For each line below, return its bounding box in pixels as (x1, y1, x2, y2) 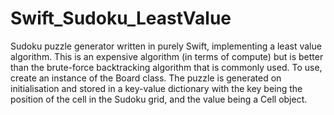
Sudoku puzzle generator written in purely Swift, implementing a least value (10, 40, 322, 52)
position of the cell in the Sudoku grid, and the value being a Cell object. (10, 93, 308, 105)
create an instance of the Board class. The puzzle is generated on (10, 72, 282, 84)
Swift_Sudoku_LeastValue (10, 7, 232, 30)
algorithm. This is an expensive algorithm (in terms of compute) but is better (10, 50, 324, 62)
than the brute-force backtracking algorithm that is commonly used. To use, (10, 61, 323, 73)
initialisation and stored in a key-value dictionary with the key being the (10, 82, 303, 94)
